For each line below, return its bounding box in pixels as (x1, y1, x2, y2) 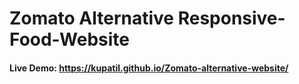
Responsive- (177, 7, 286, 30)
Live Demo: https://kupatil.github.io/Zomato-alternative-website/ (9, 62, 289, 74)
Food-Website (9, 28, 130, 51)
